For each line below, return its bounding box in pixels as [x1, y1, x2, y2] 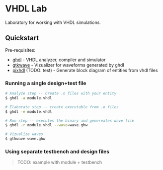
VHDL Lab [5, 3, 47, 14]
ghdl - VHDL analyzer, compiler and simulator [12, 57, 106, 63]
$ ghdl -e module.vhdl [5, 109, 52, 114]
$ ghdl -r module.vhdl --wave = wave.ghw [5, 123, 88, 128]
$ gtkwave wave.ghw [5, 136, 46, 142]
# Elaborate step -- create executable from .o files [5, 104, 119, 109]
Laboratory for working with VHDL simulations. [5, 19, 101, 25]
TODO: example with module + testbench [17, 160, 102, 166]
